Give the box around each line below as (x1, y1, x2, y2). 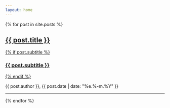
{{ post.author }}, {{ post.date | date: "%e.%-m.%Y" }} (5, 83, 119, 89)
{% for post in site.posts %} (5, 21, 63, 27)
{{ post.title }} (5, 36, 51, 44)
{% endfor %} (5, 97, 34, 103)
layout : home (5, 7, 33, 13)
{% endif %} (5, 73, 31, 79)
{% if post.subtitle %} (5, 49, 51, 56)
